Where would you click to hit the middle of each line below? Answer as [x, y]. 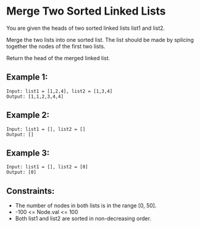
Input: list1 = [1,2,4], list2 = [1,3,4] [60, 91]
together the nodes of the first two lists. [56, 46]
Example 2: [28, 115]
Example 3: [28, 153]
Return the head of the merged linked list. [58, 58]
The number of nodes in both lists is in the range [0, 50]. [86, 206]
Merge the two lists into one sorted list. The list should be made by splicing [100, 40]
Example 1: [27, 77]
